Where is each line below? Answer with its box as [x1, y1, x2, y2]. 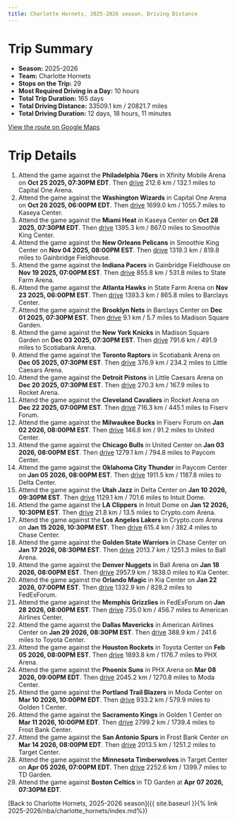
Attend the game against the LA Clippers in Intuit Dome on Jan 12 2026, [18, 500, 229, 509]
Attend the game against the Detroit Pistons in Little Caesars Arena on [18, 373, 224, 382]
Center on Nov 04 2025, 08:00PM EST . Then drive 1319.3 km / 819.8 [18, 245, 219, 254]
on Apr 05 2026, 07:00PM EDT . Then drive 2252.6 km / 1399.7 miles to [18, 762, 227, 771]
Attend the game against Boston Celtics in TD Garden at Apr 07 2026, [18, 777, 224, 786]
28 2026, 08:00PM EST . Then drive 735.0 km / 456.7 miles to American [18, 605, 229, 614]
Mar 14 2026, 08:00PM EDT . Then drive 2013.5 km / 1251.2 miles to [18, 740, 216, 748]
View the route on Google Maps [8, 123, 100, 131]
